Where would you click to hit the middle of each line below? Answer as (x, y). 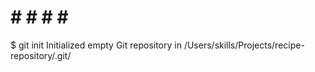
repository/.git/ (41, 55)
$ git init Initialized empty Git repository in (96, 45)
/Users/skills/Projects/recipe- (244, 45)
